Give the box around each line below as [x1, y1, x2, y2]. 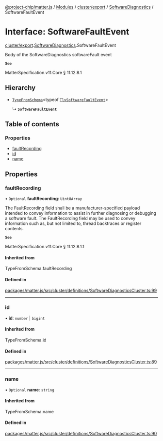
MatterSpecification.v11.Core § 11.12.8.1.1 [5, 244, 85, 250]
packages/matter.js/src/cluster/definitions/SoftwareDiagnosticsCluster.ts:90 [5, 430, 157, 436]
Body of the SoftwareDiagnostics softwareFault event [5, 51, 112, 57]
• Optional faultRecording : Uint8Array [5, 196, 82, 202]
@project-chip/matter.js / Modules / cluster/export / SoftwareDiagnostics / [5, 4, 154, 10]
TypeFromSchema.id [5, 337, 47, 343]
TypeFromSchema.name [5, 408, 54, 414]
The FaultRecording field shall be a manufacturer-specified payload [5, 205, 140, 211]
